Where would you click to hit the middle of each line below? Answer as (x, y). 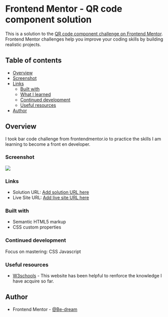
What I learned (35, 94)
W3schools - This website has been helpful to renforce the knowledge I (87, 276)
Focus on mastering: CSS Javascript (43, 251)
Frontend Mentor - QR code (64, 9)
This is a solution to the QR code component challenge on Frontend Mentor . (84, 34)
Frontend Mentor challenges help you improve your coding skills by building (84, 39)
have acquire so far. (33, 281)
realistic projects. (23, 44)
